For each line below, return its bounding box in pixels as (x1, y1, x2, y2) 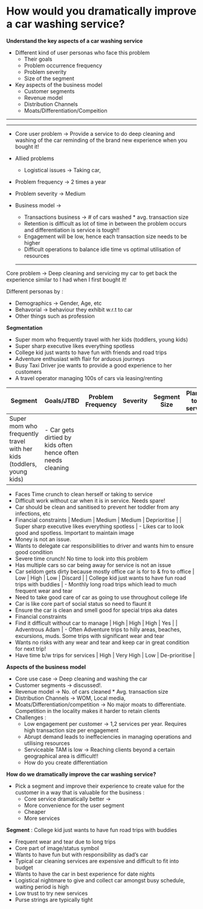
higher (24, 239, 40, 246)
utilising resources (24, 739, 71, 746)
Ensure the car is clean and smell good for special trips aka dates (14, 606, 178, 614)
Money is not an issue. (14, 535, 71, 543)
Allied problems (14, 155, 54, 162)
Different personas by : (6, 287, 63, 295)
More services (24, 814, 60, 822)
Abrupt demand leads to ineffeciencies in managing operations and (24, 733, 192, 740)
